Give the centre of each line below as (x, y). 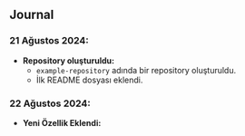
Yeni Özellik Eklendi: (62, 122)
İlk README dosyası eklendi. (89, 80)
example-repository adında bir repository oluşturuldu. (136, 70)
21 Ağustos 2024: (49, 41)
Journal (32, 15)
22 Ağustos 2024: (50, 103)
